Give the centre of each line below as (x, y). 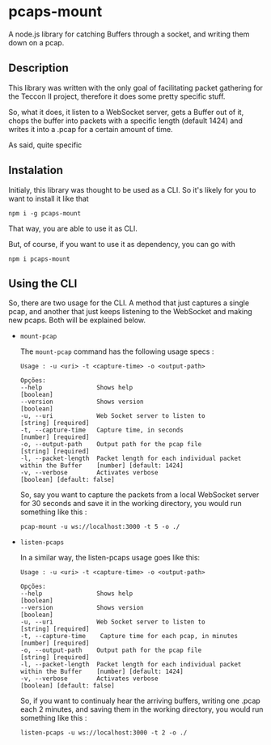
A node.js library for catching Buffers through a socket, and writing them (129, 34)
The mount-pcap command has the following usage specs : (117, 351)
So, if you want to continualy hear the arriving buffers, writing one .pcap (140, 701)
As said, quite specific (45, 145)
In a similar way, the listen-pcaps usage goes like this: (110, 558)
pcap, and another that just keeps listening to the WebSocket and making (130, 312)
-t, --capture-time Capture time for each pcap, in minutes (129, 636)
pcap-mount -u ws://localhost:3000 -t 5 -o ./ (100, 527)
